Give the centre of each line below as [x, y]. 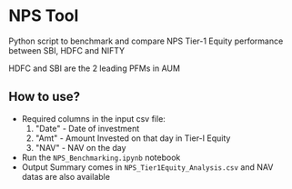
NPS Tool [44, 16]
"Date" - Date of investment [87, 128]
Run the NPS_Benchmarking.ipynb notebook [101, 157]
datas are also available [66, 176]
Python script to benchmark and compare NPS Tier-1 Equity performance [146, 41]
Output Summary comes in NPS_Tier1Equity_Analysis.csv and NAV [147, 167]
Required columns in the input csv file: [93, 118]
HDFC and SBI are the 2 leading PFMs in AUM [95, 68]
